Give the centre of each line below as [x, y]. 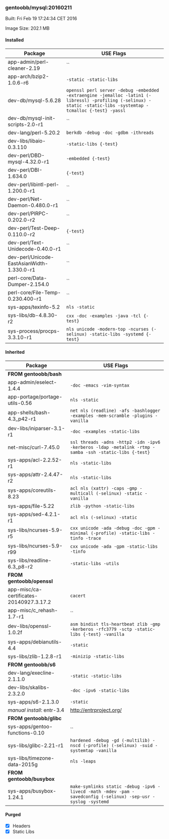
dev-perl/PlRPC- [28, 213]
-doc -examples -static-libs [105, 431]
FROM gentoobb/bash [35, 374]
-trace [93, 538]
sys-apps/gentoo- [30, 726]
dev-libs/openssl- [30, 626]
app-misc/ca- [25, 589]
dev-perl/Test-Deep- [34, 228]
